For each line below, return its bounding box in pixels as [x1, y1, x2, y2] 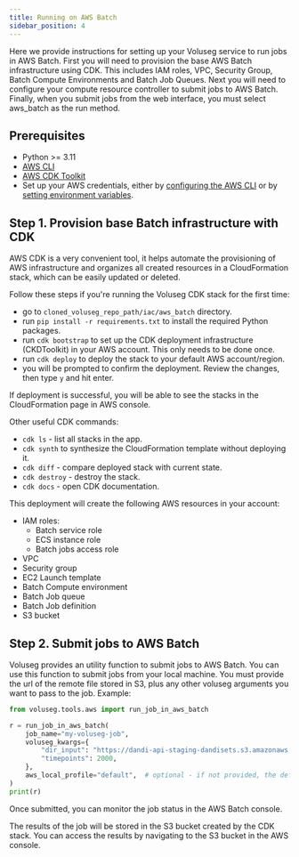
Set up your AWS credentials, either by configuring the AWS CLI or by [21, 180, 278, 191]
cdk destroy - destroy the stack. [21, 472, 141, 482]
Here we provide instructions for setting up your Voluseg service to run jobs [9, 45, 287, 56]
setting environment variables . [21, 190, 133, 200]
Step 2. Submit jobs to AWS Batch [9, 635, 200, 651]
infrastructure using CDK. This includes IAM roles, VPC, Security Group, [9, 64, 273, 76]
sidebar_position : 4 [9, 21, 86, 30]
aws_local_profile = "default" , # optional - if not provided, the [25, 771, 277, 780]
